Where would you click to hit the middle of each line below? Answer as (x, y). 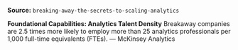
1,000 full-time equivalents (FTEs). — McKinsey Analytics (91, 39)
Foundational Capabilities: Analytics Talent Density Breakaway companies (119, 24)
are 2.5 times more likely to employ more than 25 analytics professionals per (119, 31)
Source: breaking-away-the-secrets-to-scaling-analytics (93, 10)
